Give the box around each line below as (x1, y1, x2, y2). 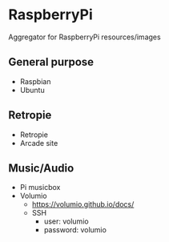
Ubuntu (19, 85, 46, 95)
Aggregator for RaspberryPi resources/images (8, 32, 162, 42)
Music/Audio (8, 161, 74, 175)
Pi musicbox (19, 183, 61, 192)
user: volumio (43, 216, 90, 226)
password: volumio (43, 225, 107, 235)
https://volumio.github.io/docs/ (31, 200, 135, 209)
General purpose (8, 55, 95, 69)
